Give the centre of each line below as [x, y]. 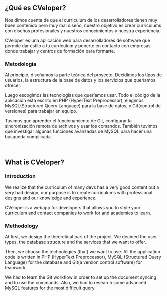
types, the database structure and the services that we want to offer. [76, 242]
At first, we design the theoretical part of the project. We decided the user [81, 237]
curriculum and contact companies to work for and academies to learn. [78, 213]
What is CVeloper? [35, 162]
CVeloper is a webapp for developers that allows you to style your [73, 207]
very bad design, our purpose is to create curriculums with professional [79, 192]
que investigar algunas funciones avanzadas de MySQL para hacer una [79, 131]
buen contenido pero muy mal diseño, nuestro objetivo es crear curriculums [83, 25]
